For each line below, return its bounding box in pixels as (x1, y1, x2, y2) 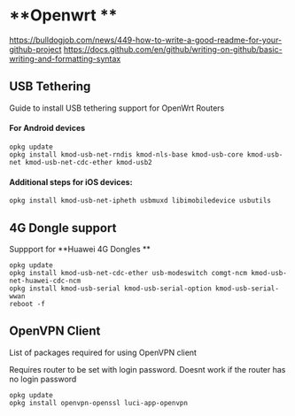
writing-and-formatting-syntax (9, 53, 121, 64)
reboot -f (9, 299, 46, 308)
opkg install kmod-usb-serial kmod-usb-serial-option (9, 284, 213, 293)
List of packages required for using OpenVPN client (9, 347, 198, 358)
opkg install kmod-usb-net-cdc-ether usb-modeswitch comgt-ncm (9, 268, 248, 277)
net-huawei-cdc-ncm (9, 276, 82, 285)
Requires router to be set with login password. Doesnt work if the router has (9, 364, 286, 374)
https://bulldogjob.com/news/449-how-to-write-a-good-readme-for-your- (9, 35, 283, 45)
